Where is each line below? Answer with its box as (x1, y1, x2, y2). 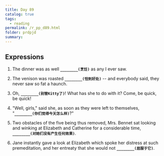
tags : (5, 16, 16, 21)
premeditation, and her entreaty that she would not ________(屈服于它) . (12, 145, 155, 151)
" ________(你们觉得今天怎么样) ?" (12, 110, 74, 116)
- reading (9, 21, 30, 26)
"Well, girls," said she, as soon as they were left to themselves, (12, 105, 139, 111)
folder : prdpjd (5, 30, 36, 35)
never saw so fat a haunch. (12, 81, 67, 87)
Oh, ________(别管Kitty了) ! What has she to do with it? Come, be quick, (12, 90, 157, 96)
